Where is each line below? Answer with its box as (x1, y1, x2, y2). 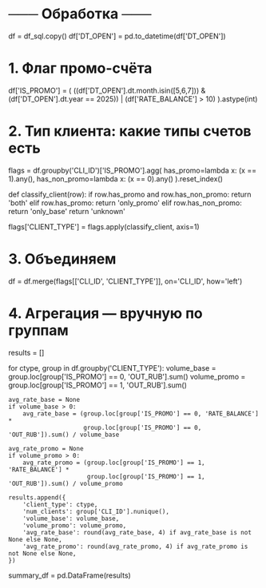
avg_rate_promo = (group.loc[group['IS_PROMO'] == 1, (22, 459, 205, 467)
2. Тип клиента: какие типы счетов (8, 122, 252, 141)
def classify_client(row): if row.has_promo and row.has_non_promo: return (8, 189, 252, 199)
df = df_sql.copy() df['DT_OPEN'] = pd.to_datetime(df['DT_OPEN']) (8, 31, 226, 41)
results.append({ (8, 493, 66, 502)
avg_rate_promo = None (8, 444, 84, 452)
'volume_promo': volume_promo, (22, 521, 127, 530)
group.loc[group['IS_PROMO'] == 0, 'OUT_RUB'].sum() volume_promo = (8, 371, 246, 381)
